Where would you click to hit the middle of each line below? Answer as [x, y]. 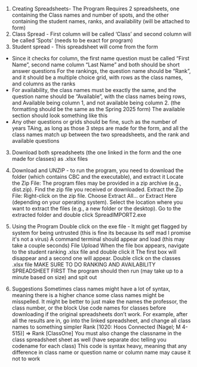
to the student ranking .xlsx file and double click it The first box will [94, 252]
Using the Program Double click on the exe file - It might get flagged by [99, 226]
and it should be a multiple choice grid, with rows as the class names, [97, 77]
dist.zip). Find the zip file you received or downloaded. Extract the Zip [98, 189]
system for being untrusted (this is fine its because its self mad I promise [101, 233]
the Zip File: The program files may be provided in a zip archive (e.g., [97, 183]
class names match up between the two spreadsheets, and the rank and [101, 134]
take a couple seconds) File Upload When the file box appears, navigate [100, 245]
